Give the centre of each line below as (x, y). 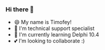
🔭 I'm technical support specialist (54, 28)
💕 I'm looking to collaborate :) (49, 41)
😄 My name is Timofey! (43, 22)
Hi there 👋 (20, 9)
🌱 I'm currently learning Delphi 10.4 (56, 35)
